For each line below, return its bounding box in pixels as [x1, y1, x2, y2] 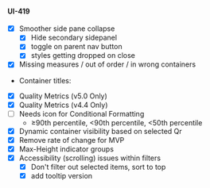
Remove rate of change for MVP [18, 135, 125, 144]
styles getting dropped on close [30, 51, 136, 60]
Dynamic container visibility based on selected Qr [18, 126, 182, 136]
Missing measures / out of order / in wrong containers [18, 59, 196, 69]
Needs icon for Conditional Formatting [18, 109, 145, 118]
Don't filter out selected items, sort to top [30, 162, 166, 171]
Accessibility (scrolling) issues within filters [18, 153, 161, 163]
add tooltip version [30, 171, 93, 181]
